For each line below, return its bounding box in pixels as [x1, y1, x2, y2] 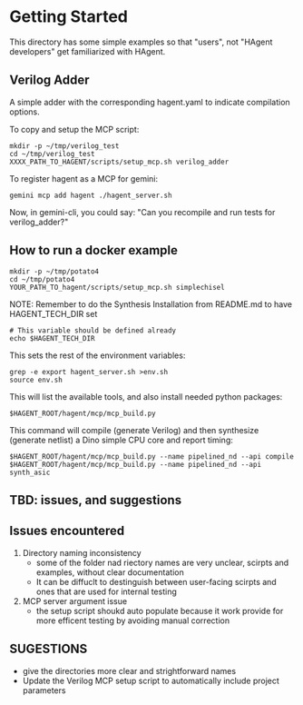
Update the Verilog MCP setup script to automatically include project [22, 675, 279, 686]
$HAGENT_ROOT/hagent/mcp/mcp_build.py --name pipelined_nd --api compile [9, 452, 295, 461]
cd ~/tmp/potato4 [9, 274, 75, 283]
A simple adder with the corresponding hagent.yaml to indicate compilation [9, 96, 290, 107]
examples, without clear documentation [35, 566, 184, 578]
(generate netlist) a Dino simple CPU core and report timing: [9, 434, 234, 445]
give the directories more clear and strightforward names [22, 665, 237, 676]
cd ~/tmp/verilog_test [9, 149, 95, 158]
